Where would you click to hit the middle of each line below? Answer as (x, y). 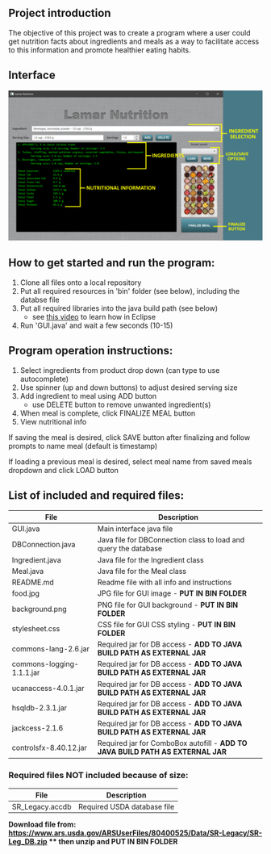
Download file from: (42, 825)
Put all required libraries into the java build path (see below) (119, 308)
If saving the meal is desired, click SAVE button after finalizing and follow (129, 437)
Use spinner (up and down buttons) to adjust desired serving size (129, 387)
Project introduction (60, 13)
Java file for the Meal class (142, 571)
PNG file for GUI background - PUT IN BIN (168, 605)
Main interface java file (135, 529)
